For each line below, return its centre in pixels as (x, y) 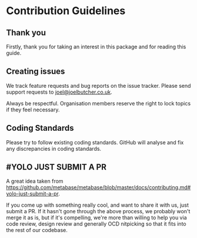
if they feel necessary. (33, 110)
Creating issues (36, 72)
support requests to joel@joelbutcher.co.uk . (59, 92)
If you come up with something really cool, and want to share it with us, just (98, 205)
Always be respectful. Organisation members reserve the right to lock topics (98, 103)
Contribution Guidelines (66, 11)
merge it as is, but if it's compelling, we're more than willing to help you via (96, 218)
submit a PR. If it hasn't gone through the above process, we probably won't (98, 211)
